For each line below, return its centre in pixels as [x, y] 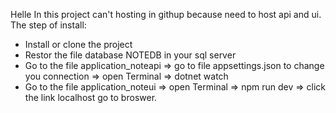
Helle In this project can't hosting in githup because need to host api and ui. [166, 14]
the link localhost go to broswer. [91, 97]
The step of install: [48, 25]
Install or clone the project [78, 44]
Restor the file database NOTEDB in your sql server [130, 55]
